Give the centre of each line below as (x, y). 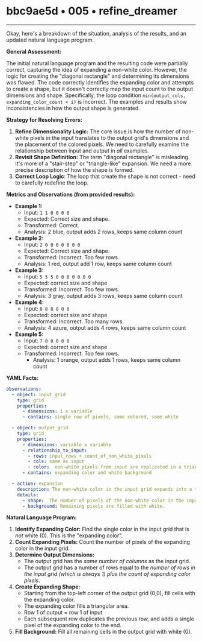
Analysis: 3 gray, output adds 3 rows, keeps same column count (103, 295)
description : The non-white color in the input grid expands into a (105, 489)
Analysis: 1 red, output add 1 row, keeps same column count (98, 264)
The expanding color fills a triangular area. (76, 606)
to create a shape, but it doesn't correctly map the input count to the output (100, 89)
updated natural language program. (50, 40)
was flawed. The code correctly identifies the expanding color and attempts (100, 82)
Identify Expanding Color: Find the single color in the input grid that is (102, 529)
